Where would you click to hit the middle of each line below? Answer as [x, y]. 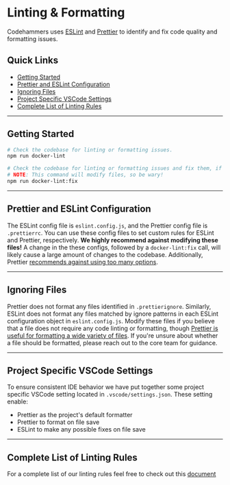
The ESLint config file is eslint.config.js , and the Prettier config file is [107, 225]
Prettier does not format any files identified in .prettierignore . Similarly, [109, 306]
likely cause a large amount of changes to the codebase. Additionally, [105, 254]
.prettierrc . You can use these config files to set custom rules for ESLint [111, 233]
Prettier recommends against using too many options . [83, 262]
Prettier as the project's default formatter [75, 415]
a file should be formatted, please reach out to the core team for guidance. [112, 343]
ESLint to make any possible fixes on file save [81, 430]
